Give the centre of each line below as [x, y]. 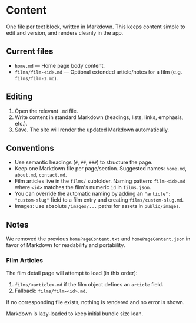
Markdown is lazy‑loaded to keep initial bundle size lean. [74, 314]
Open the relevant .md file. [46, 111]
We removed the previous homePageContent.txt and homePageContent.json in [98, 239]
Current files [30, 52]
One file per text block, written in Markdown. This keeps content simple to [96, 27]
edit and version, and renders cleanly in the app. [65, 32]
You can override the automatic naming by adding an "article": [93, 194]
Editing [19, 97]
